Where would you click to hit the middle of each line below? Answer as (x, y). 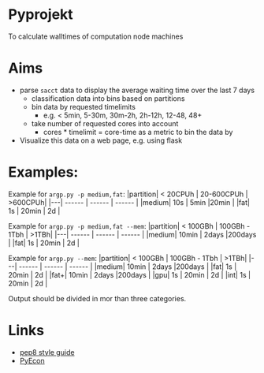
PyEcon (32, 360)
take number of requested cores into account (105, 123)
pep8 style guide (47, 352)
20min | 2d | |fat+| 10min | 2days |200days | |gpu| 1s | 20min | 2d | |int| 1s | (129, 274)
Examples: (43, 172)
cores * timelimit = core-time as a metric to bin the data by (138, 132)
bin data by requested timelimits (84, 106)
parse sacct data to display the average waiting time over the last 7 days (137, 90)
